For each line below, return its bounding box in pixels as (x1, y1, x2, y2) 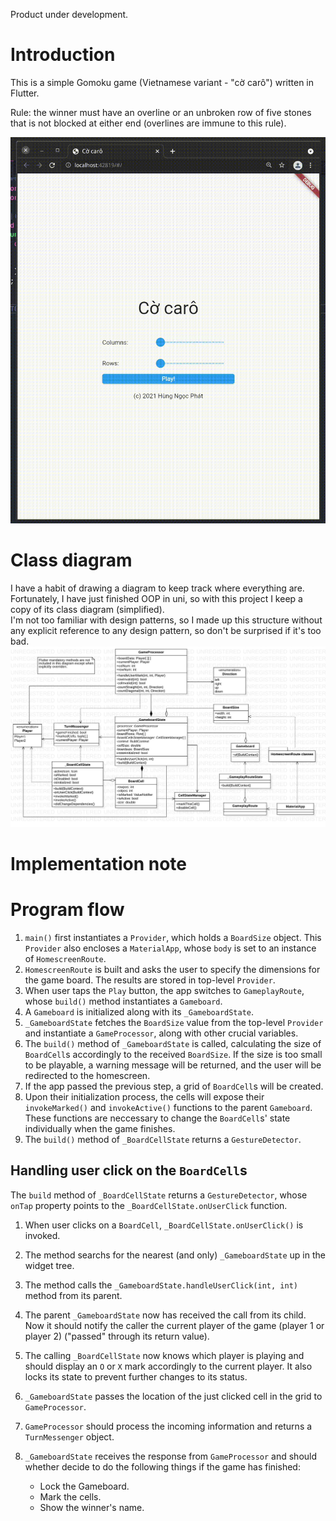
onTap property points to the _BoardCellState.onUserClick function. (10, 1199, 288, 1211)
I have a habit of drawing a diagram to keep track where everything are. (10, 582, 305, 594)
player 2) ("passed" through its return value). (24, 1330, 210, 1342)
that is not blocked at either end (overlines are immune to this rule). (10, 117, 287, 129)
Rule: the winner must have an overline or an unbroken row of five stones (10, 106, 312, 118)
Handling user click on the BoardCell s (10, 1162, 248, 1179)
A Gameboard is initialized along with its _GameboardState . (24, 1005, 255, 1018)
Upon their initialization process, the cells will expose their (24, 1090, 265, 1103)
